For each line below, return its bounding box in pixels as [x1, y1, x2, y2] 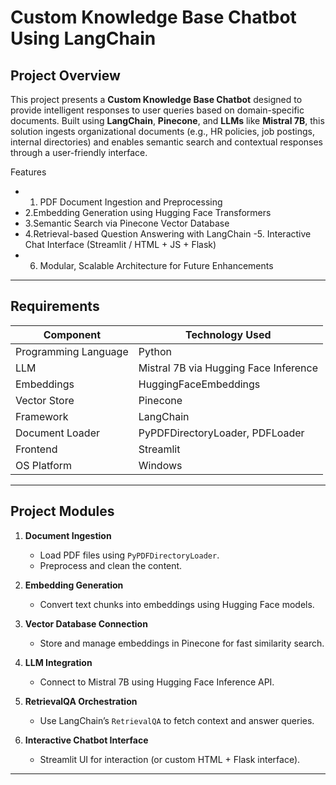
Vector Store [15, 393, 75, 407]
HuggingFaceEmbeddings [138, 377, 261, 391]
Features [10, 166, 47, 178]
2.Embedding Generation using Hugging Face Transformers [24, 207, 272, 218]
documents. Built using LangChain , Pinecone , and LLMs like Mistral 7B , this [10, 115, 325, 126]
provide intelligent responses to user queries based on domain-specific [10, 104, 305, 116]
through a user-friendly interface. [10, 147, 148, 158]
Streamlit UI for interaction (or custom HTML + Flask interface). [39, 753, 301, 765]
